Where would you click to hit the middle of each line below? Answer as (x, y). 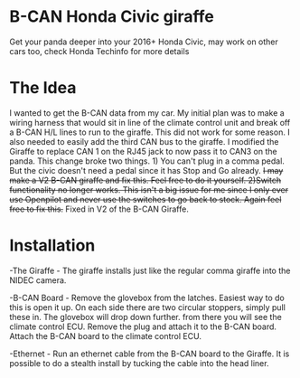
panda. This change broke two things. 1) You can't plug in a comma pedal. (147, 161)
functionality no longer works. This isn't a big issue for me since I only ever (149, 189)
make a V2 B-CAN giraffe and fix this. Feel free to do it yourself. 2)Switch (145, 180)
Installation (52, 246)
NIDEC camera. (38, 280)
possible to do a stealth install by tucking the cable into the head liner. (139, 363)
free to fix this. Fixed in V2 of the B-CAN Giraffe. (99, 209)
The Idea (43, 88)
